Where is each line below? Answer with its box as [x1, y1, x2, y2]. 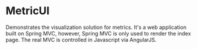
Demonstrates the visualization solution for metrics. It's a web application [5, 24, 187, 31]
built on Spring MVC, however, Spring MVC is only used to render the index [5, 30, 191, 37]
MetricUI [5, 4, 50, 18]
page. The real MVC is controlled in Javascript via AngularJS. [5, 36, 157, 43]
